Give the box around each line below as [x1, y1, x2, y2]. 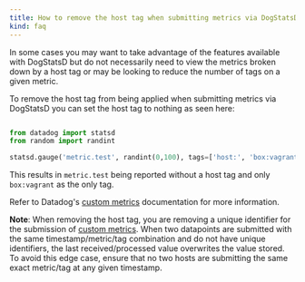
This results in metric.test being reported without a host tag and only [9, 170, 271, 180]
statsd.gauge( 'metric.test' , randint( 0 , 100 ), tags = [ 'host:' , [9, 153, 246, 162]
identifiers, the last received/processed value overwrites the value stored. [9, 243, 285, 254]
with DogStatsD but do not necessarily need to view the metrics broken [9, 56, 277, 67]
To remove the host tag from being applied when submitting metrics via [9, 92, 277, 104]
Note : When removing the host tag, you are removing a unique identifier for [9, 214, 291, 225]
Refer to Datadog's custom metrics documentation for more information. [9, 197, 280, 208]
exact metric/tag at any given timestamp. [9, 262, 162, 273]
